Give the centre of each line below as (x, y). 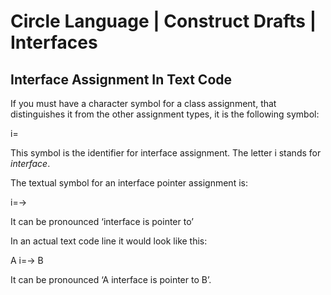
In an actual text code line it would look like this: (109, 241)
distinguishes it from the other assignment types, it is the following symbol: (165, 114)
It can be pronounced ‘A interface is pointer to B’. (111, 279)
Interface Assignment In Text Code (121, 79)
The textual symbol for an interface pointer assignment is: (129, 183)
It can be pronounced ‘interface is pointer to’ (102, 221)
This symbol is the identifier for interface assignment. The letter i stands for (166, 153)
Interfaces (54, 42)
